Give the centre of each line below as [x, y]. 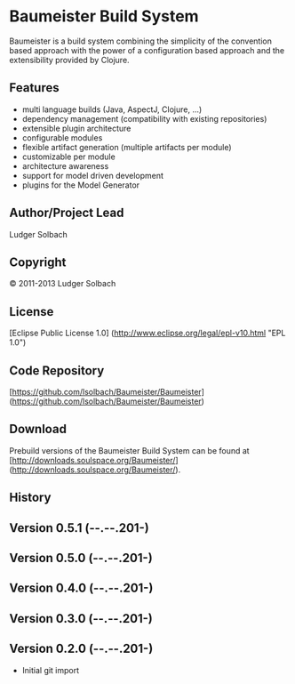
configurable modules [62, 137]
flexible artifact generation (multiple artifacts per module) [127, 147]
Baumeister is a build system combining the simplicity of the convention [141, 41]
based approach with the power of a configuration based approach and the [147, 50]
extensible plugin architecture [76, 128]
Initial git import [51, 670]
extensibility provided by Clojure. [70, 60]
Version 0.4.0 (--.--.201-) [81, 588]
